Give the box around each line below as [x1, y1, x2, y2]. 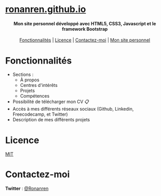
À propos [20, 77, 39, 83]
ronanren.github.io [5, 4, 86, 15]
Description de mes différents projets [12, 117, 90, 123]
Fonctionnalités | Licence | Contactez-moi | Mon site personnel [19, 37, 150, 43]
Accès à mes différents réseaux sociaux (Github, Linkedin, [12, 106, 134, 112]
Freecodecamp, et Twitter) [12, 111, 68, 117]
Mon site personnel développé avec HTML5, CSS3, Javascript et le [13, 20, 156, 26]
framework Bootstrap [62, 26, 108, 32]
